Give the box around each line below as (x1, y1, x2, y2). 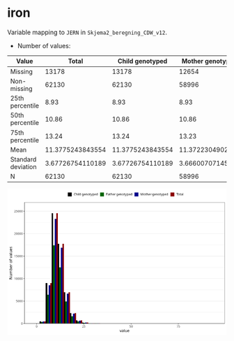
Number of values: (17, 41, 71, 50)
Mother (181, 57, 204, 66)
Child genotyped (117, 57, 168, 66)
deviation (10, 163, 37, 171)
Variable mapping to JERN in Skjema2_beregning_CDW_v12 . (7, 28, 167, 36)
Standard (10, 155, 37, 164)
